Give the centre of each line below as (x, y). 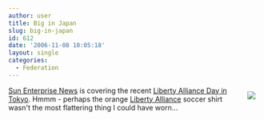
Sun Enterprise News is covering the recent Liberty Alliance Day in (118, 90)
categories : (28, 61)
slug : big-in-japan (41, 30)
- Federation (37, 68)
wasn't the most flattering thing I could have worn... (93, 107)
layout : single (34, 53)
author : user (30, 16)
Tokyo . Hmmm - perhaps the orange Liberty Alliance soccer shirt (115, 99)
